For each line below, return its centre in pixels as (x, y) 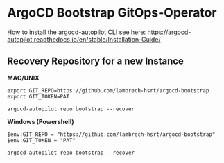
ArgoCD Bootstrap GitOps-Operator (112, 13)
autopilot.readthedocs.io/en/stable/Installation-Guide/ (84, 39)
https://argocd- (169, 32)
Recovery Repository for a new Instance (95, 61)
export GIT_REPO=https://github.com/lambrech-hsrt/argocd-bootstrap (108, 91)
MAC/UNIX (23, 78)
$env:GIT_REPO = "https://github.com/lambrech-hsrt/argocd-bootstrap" (111, 134)
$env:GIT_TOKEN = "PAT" (42, 140)
